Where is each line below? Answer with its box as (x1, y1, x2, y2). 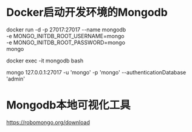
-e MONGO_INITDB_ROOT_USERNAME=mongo (6, 32, 125, 39)
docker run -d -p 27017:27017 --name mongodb (6, 25, 126, 33)
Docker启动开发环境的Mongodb (6, 5, 168, 19)
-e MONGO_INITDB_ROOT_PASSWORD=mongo (6, 39, 126, 46)
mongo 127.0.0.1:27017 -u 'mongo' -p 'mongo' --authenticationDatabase (6, 68, 187, 76)
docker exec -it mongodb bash (6, 57, 84, 64)
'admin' (6, 75, 26, 82)
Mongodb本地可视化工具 (6, 98, 131, 112)
